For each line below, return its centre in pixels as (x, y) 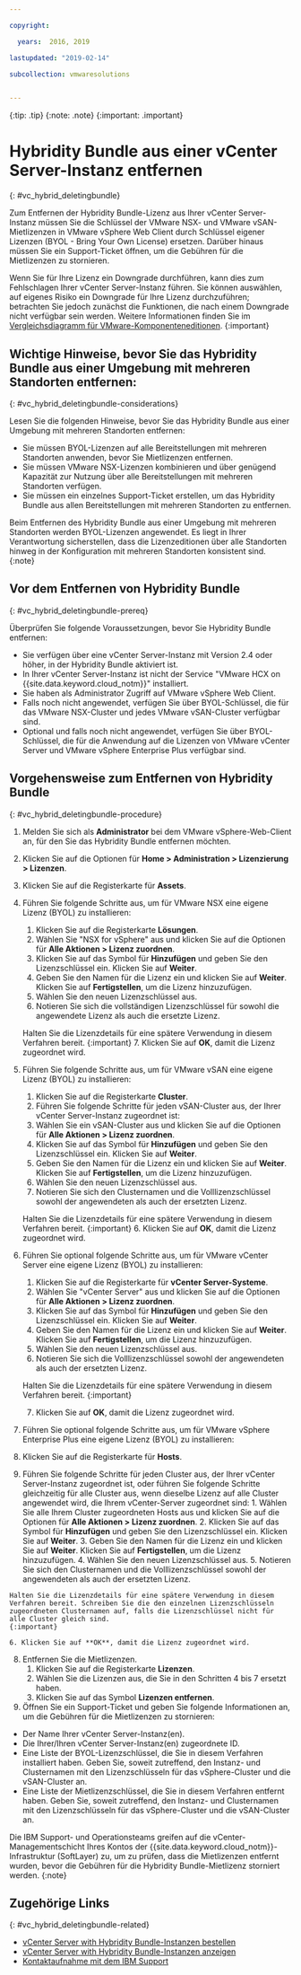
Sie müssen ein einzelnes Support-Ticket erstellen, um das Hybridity (149, 496)
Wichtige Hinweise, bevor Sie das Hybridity (133, 354)
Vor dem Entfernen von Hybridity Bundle (125, 589)
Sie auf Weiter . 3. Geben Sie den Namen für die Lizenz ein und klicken (152, 1540)
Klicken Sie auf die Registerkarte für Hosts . (102, 1456)
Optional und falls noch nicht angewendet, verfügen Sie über (135, 731)
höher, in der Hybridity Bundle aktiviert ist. (100, 664)
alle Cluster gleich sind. (60, 1619)
